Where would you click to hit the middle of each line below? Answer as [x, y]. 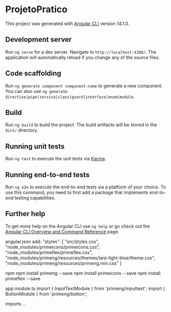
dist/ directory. [22, 130]
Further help [26, 214]
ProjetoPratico [36, 9]
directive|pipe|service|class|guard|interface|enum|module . [70, 97]
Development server [39, 40]
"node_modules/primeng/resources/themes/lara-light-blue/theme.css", [80, 258]
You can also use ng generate [36, 91]
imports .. [15, 304]
